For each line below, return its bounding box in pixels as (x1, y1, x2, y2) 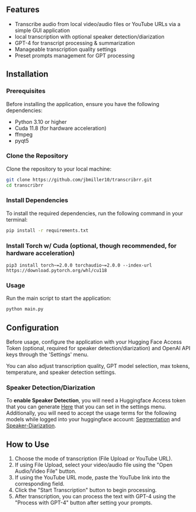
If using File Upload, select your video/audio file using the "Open (14, 462, 173, 469)
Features (6, 5, 40, 15)
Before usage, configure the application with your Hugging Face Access (6, 338, 182, 345)
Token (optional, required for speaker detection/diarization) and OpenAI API (6, 345, 191, 351)
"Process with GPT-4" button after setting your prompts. (14, 499, 153, 506)
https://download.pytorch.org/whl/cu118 (6, 268, 108, 274)
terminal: (6, 216, 28, 223)
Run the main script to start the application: (6, 295, 111, 302)
